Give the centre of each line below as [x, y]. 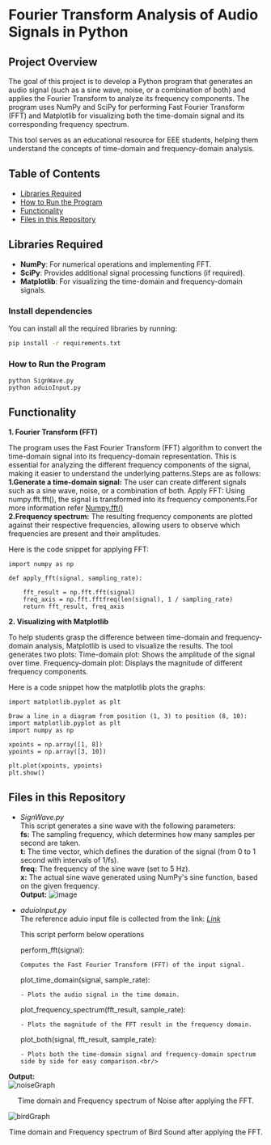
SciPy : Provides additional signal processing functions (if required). [132, 273]
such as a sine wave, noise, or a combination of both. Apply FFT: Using [127, 490]
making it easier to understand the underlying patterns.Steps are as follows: [135, 473]
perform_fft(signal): [52, 950]
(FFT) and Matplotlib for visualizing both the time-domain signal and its [127, 116]
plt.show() [27, 773]
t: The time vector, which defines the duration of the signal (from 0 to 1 [138, 851]
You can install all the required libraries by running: [93, 328]
